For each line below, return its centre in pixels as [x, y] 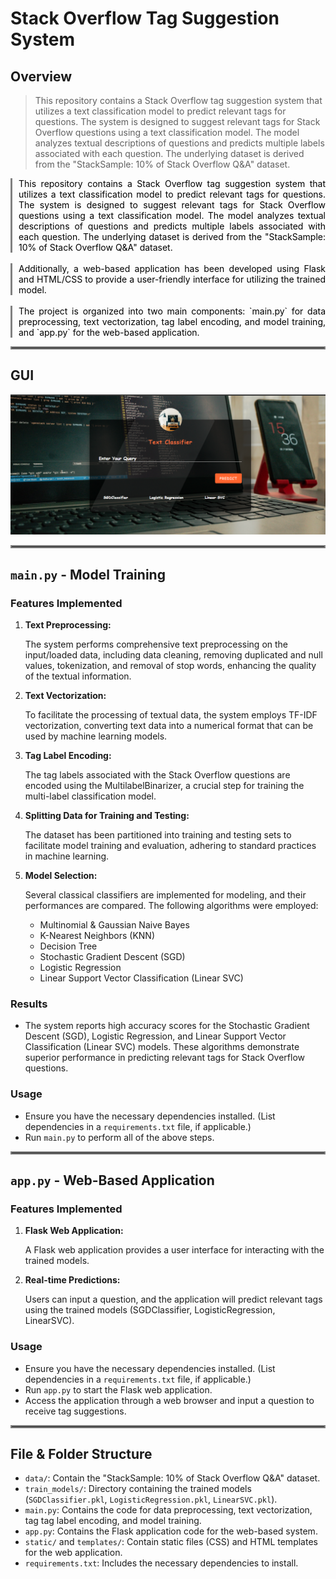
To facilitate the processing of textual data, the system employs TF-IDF [171, 714]
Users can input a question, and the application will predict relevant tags [173, 1299]
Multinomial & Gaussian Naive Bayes [114, 924]
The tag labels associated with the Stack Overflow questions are [157, 774]
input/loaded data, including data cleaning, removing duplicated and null [173, 654]
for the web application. [73, 1553]
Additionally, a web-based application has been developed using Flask [172, 268]
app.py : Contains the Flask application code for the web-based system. [171, 1531]
